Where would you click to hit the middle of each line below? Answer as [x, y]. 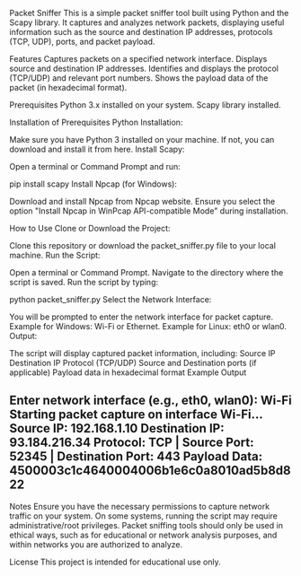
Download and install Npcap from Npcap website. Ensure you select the [142, 201]
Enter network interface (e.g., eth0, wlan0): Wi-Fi [150, 401]
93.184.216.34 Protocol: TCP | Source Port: [132, 443]
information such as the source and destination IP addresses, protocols [141, 32]
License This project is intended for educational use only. [115, 562]
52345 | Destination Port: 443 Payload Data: [136, 457]
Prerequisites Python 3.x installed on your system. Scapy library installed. [145, 105]
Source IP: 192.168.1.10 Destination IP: [117, 428]
